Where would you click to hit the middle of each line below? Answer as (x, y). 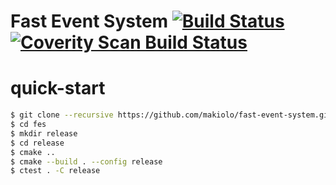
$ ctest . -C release (55, 171)
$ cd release (37, 143)
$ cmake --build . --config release (86, 161)
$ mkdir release (44, 133)
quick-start (58, 88)
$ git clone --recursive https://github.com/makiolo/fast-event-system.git (171, 115)
